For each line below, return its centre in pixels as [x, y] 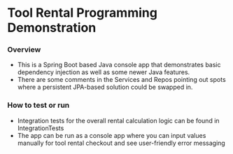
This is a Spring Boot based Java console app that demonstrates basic [119, 65]
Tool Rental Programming [82, 13]
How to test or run [38, 105]
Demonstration [52, 28]
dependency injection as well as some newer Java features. [104, 72]
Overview [24, 50]
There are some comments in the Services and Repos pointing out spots [121, 80]
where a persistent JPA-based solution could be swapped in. [105, 87]
